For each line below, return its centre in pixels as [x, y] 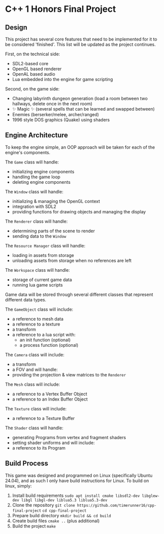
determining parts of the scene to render [53, 231]
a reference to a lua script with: [44, 334]
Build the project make [34, 526]
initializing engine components [43, 171]
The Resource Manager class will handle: [45, 246]
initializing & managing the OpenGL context [56, 201]
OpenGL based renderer [37, 69]
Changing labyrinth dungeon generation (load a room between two [80, 98]
